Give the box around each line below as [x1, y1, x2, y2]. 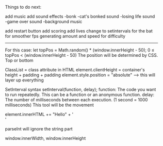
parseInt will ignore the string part [5, 126, 73, 131]
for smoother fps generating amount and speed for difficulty [5, 33, 126, 39]
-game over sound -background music [5, 19, 82, 24]
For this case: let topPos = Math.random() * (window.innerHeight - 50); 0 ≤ [5, 47, 154, 53]
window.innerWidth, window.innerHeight [5, 135, 86, 141]
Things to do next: [5, 4, 42, 10]
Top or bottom [5, 58, 34, 63]
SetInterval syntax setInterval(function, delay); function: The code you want [5, 87, 156, 92]
